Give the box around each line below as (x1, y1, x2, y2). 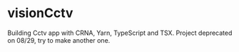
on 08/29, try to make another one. (7, 36, 111, 44)
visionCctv (7, 5, 73, 21)
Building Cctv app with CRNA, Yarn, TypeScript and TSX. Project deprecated (7, 28, 233, 37)
